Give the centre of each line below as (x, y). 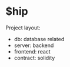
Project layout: (23, 28)
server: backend (34, 45)
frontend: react (32, 51)
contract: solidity (34, 58)
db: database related (39, 39)
